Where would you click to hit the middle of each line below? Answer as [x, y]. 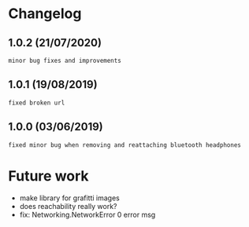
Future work [48, 176]
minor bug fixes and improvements [65, 60]
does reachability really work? [68, 206]
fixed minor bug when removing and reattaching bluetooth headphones [125, 145]
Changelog [45, 14]
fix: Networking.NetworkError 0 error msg [87, 214]
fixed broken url [37, 103]
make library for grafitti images [69, 198]
